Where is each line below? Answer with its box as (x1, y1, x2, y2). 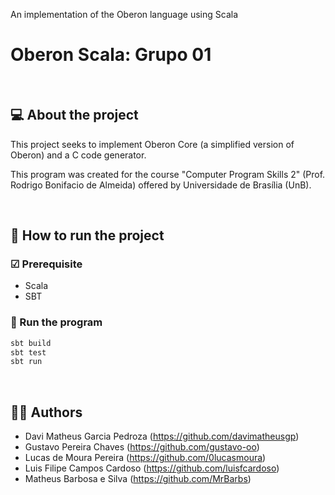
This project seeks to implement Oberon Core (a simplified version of (10, 138, 295, 150)
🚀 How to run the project (10, 227, 165, 244)
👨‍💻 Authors (10, 404, 83, 421)
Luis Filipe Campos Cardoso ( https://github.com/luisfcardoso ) (24, 462, 280, 474)
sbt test (10, 347, 47, 358)
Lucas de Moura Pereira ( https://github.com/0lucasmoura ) (24, 452, 267, 464)
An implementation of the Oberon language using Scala (10, 9, 238, 20)
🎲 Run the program (10, 315, 103, 329)
